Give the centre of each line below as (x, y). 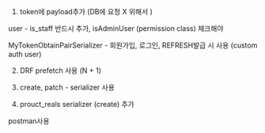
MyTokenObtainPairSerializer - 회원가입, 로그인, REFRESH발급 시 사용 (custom (133, 45)
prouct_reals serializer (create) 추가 (77, 104)
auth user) (25, 54)
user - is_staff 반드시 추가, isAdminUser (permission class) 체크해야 (116, 28)
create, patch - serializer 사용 (67, 87)
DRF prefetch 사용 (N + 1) (60, 70)
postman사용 (29, 121)
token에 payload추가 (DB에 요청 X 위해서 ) (86, 11)
